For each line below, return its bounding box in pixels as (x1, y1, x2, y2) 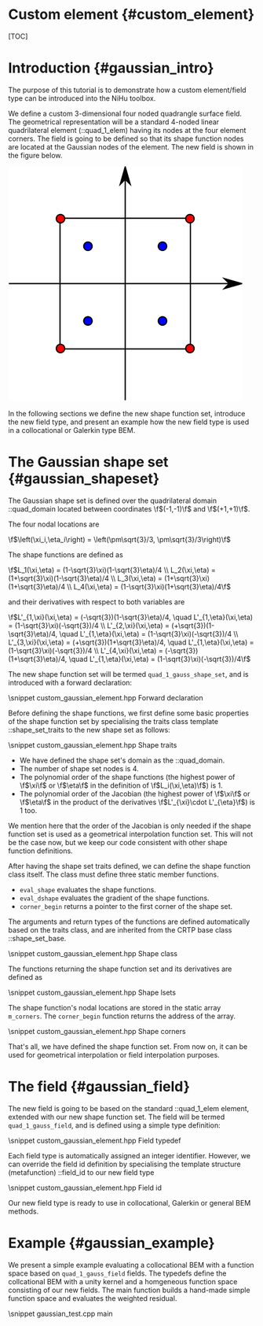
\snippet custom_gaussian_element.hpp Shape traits (8, 740, 177, 749)
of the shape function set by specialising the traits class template (8, 716, 218, 726)
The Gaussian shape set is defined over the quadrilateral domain (8, 496, 217, 505)
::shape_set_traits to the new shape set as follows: (8, 725, 170, 734)
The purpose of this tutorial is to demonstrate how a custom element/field (8, 85, 247, 94)
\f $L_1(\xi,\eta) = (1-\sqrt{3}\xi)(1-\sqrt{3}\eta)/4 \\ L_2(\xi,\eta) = (8, 565, 216, 574)
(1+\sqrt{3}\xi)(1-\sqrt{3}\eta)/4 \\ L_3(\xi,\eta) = (8, 573, 163, 583)
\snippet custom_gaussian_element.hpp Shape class (8, 948, 178, 958)
